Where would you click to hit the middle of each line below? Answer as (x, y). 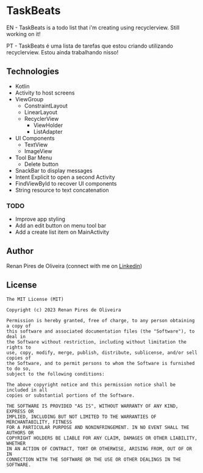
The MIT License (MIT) (35, 299)
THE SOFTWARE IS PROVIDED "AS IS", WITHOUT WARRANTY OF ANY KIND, (92, 406)
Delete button (41, 164)
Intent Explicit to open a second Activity (65, 177)
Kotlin (22, 86)
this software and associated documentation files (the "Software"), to (101, 331)
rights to (19, 347)
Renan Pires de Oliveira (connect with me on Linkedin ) (74, 265)
